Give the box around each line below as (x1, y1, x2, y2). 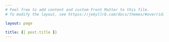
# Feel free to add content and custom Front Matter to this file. (5, 7, 150, 12)
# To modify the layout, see (5, 12, 66, 17)
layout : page (5, 21, 33, 26)
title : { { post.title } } (5, 30, 57, 35)
